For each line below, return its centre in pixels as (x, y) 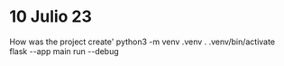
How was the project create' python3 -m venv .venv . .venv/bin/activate (142, 42)
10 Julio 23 (51, 17)
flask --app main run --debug (64, 51)
